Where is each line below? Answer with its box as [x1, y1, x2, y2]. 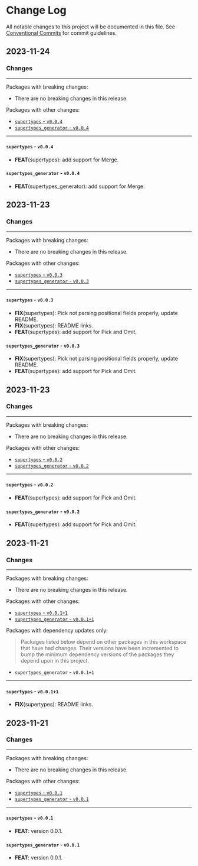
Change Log [6, 4, 67, 17]
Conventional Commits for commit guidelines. [6, 29, 117, 36]
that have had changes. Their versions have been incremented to [20, 644, 179, 651]
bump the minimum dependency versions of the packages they [20, 651, 174, 658]
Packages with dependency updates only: [6, 627, 108, 634]
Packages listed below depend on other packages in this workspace [20, 638, 187, 645]
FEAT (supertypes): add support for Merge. [14, 156, 119, 163]
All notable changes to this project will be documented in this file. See [6, 23, 176, 30]
